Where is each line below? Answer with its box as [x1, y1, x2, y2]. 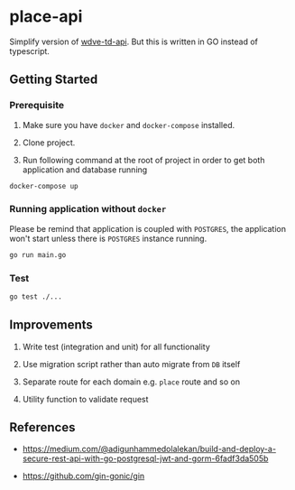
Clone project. [22, 137, 76, 148]
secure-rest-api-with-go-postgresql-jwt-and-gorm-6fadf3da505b [22, 453, 269, 464]
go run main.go [9, 250, 67, 259]
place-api [9, 6, 83, 27]
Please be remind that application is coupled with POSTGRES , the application [9, 223, 287, 234]
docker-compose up [9, 181, 78, 190]
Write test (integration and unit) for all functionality [22, 341, 210, 352]
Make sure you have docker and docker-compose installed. [22, 119, 235, 130]
